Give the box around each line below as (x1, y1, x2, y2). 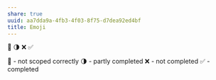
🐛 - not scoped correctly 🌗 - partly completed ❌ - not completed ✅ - (7, 57, 210, 66)
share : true (7, 10, 43, 18)
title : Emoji (7, 23, 46, 30)
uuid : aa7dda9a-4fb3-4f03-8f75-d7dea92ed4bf (7, 17, 141, 24)
